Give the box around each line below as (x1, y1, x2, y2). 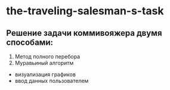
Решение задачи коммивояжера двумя (6, 28, 162, 38)
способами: (6, 37, 54, 47)
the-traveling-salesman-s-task (6, 4, 164, 18)
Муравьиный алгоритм (14, 60, 74, 66)
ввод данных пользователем (14, 77, 89, 84)
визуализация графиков (14, 71, 76, 78)
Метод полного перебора (14, 53, 81, 60)
